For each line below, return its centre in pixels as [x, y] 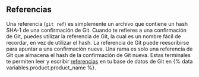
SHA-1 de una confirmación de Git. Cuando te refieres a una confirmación [97, 30]
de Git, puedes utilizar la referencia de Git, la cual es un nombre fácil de [94, 36]
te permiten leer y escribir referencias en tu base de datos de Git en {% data [99, 61]
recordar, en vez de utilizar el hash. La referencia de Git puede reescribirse [98, 42]
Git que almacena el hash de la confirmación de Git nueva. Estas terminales [99, 55]
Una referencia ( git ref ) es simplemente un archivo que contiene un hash [97, 24]
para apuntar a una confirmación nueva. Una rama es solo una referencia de [99, 49]
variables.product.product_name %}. [51, 68]
